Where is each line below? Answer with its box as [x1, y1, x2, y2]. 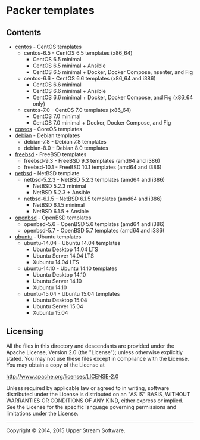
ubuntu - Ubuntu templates [14, 233, 82, 240]
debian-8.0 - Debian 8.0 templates [23, 144, 108, 151]
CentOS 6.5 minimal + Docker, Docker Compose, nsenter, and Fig [32, 69, 193, 75]
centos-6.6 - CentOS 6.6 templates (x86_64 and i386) [23, 75, 156, 82]
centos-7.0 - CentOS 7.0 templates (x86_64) [23, 107, 132, 113]
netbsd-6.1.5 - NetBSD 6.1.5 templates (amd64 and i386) [23, 195, 162, 202]
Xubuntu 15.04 [32, 309, 68, 316]
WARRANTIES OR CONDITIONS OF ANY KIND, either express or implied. [6, 397, 183, 404]
